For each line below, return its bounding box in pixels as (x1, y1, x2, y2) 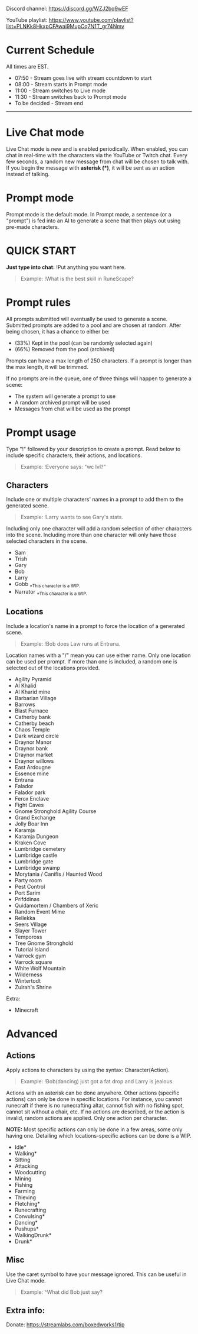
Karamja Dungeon (14, 833, 59, 840)
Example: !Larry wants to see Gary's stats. (20, 514, 124, 521)
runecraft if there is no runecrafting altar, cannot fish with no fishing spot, (6, 1102, 184, 1109)
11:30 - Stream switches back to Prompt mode (14, 93, 127, 100)
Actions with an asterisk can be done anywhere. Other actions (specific (6, 1089, 180, 1096)
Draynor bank (14, 744, 48, 752)
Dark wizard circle (14, 732, 59, 739)
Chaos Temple (14, 726, 50, 733)
